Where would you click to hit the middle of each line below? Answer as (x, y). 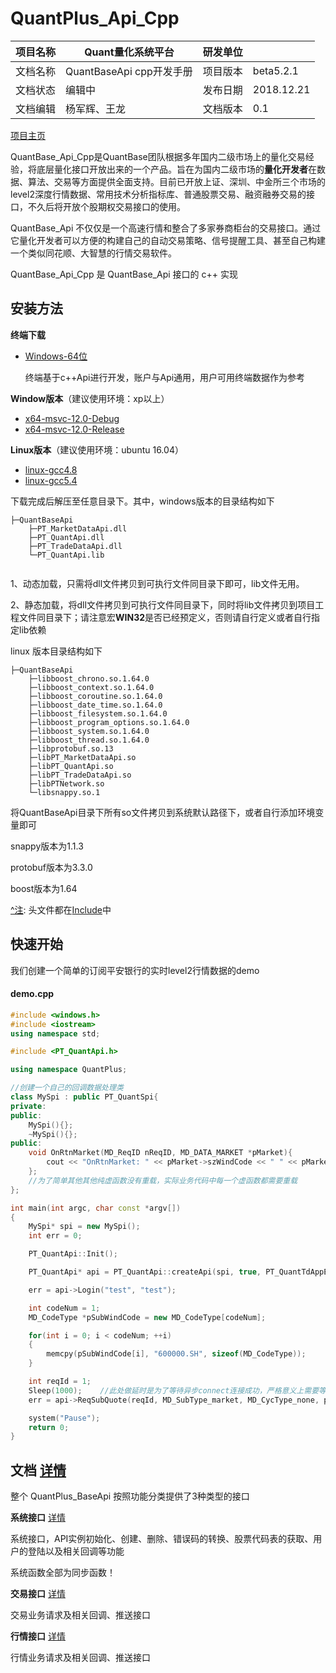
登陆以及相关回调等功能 (76, 1551)
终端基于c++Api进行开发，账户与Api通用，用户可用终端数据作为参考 (165, 377)
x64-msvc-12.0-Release (74, 429)
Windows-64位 (56, 356)
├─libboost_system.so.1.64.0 (89, 731)
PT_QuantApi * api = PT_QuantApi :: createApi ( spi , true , (145, 1272)
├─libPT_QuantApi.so (71, 766)
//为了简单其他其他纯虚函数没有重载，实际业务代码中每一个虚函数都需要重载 (163, 1180)
